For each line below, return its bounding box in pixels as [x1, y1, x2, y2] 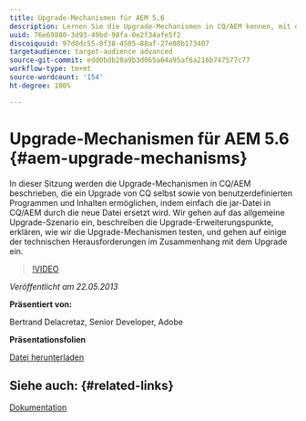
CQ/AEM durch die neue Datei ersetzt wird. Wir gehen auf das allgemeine [9, 207, 285, 218]
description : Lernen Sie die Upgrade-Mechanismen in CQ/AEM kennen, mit [9, 22, 291, 31]
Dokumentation [9, 402, 67, 413]
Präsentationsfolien [9, 334, 87, 344]
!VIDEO [31, 263, 59, 274]
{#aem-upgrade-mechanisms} [9, 148, 248, 169]
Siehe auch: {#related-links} [9, 377, 175, 393]
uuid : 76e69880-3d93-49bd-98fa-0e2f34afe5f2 [9, 30, 181, 39]
